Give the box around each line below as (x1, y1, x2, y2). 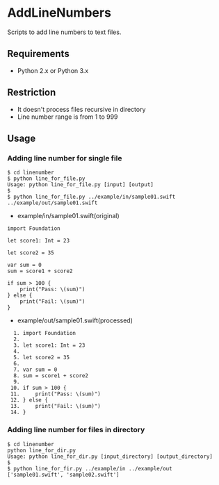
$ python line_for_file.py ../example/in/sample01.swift (7, 193, 176, 201)
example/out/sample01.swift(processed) (17, 316, 133, 324)
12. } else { (10, 397, 49, 404)
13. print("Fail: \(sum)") (10, 403, 101, 410)
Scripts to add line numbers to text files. (7, 28, 122, 36)
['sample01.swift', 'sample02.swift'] (7, 471, 120, 478)
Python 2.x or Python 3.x (17, 66, 89, 74)
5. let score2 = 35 (13, 354, 70, 361)
